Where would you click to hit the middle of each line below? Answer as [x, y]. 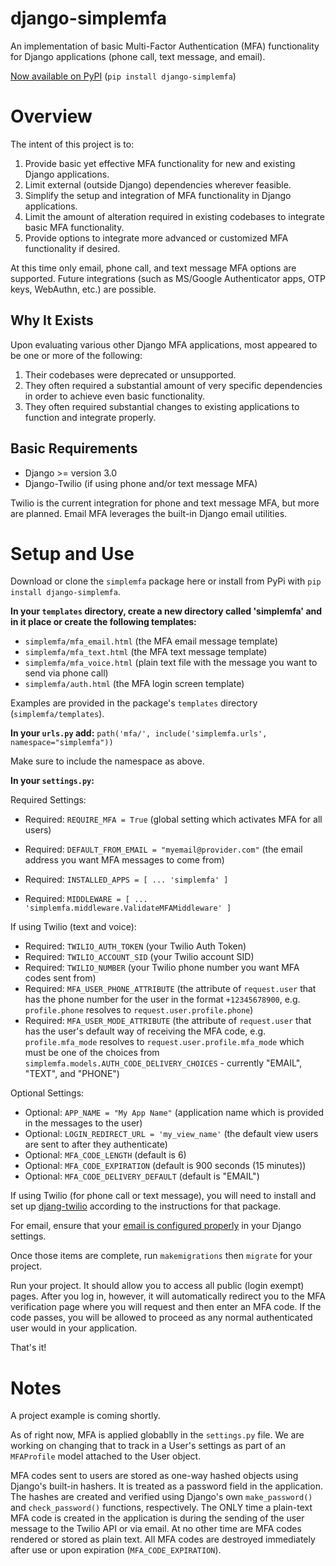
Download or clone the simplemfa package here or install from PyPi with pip [166, 581]
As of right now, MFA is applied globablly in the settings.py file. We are [157, 1435]
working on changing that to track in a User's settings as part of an [148, 1446]
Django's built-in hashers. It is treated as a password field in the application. [166, 1486]
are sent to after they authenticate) [96, 1144]
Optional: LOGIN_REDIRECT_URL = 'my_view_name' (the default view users [171, 1134]
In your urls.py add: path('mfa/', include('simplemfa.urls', [139, 733]
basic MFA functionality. [74, 227]
